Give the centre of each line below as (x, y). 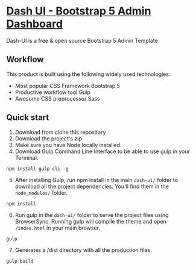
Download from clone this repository (60, 132)
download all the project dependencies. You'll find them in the (92, 186)
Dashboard (35, 24)
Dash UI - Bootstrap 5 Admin (79, 11)
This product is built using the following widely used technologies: (88, 74)
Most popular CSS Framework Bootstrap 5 (68, 86)
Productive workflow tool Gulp (52, 92)
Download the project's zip (49, 138)
